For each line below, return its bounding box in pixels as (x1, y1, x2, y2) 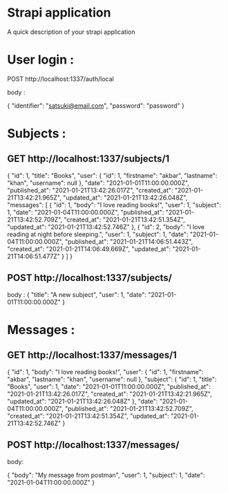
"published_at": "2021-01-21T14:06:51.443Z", (64, 237, 193, 246)
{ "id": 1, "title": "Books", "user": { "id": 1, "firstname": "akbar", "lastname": (7, 171, 218, 180)
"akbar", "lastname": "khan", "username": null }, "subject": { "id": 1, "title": (7, 375, 217, 383)
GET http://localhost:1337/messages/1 (7, 349, 178, 361)
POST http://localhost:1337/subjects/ (7, 272, 173, 284)
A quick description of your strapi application (7, 28, 135, 36)
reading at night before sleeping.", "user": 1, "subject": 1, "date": (7, 230, 189, 238)
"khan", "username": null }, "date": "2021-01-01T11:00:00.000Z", (7, 178, 190, 187)
